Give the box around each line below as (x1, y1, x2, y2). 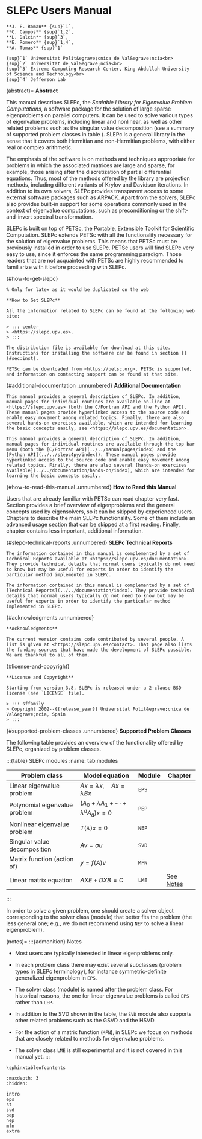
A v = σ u (80, 841, 103, 849)
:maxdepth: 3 (6, 1075, 39, 1081)
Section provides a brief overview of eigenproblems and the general (6, 501, 176, 509)
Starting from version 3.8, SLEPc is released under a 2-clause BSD (6, 685, 182, 691)
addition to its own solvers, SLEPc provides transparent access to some (6, 187, 184, 194)
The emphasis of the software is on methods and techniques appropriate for (6, 155, 195, 162)
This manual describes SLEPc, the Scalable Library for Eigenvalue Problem (6, 98, 192, 106)
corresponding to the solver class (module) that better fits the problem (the (6, 913, 192, 920)
